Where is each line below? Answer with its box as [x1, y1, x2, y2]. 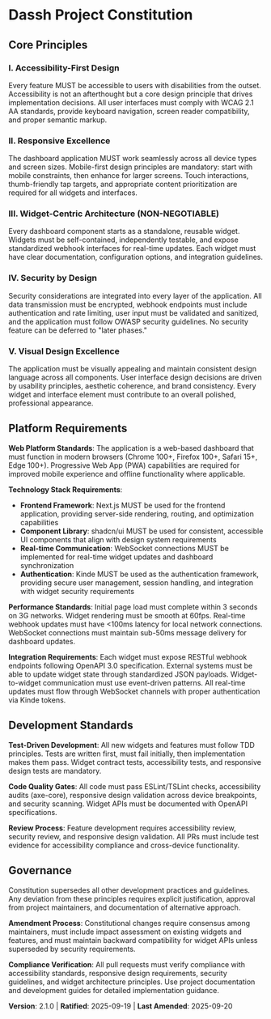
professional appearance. [8, 398, 94, 408]
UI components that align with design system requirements [19, 534, 217, 544]
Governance [8, 864, 72, 877]
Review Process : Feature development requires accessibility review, [8, 823, 236, 833]
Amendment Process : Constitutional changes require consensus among [8, 918, 251, 928]
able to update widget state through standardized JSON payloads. [8, 669, 229, 679]
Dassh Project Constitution [8, 6, 193, 24]
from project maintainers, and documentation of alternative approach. [8, 902, 241, 912]
